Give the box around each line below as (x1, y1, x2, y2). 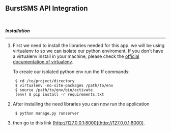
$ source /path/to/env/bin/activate (15, 87, 93, 93)
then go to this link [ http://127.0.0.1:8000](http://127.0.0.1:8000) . (12, 120, 145, 126)
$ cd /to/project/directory (15, 78, 75, 83)
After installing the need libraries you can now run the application (12, 101, 150, 107)
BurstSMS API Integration (5, 4, 88, 13)
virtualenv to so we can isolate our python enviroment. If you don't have (12, 48, 164, 54)
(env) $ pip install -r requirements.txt (15, 92, 104, 97)
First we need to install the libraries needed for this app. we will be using (12, 42, 165, 48)
